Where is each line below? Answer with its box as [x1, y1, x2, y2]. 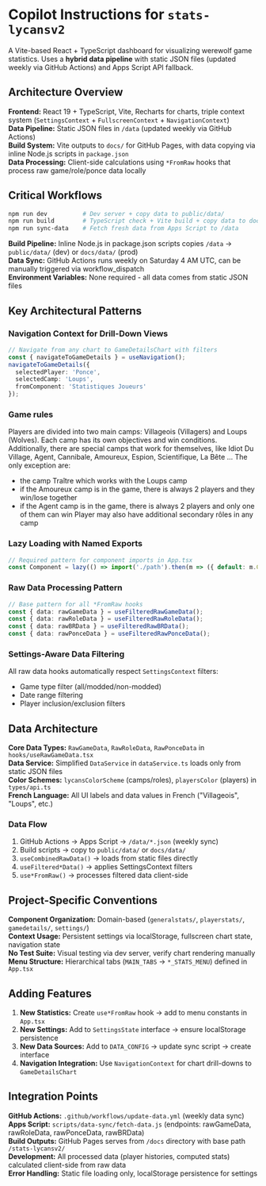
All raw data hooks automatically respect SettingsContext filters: [8, 667, 219, 676]
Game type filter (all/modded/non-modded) [19, 682, 162, 691]
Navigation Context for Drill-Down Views [8, 328, 169, 339]
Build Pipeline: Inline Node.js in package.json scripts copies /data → [8, 239, 232, 248]
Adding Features [8, 987, 93, 1000]
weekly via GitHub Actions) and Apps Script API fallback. [8, 62, 194, 72]
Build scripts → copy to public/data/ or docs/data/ [19, 845, 186, 855]
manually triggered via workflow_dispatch [8, 264, 145, 274]
